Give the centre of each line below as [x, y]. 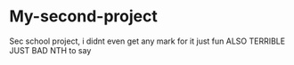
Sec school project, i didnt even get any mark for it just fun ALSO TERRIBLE [147, 41]
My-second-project [83, 16]
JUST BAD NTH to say [50, 50]
